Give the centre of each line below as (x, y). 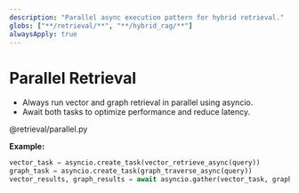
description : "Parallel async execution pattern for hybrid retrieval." (147, 17)
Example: (27, 147)
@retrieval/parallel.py (48, 129)
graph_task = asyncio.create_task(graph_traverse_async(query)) (131, 171)
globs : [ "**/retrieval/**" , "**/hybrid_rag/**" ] (101, 26)
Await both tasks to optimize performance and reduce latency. (136, 112)
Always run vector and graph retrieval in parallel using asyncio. (137, 102)
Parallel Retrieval (73, 78)
